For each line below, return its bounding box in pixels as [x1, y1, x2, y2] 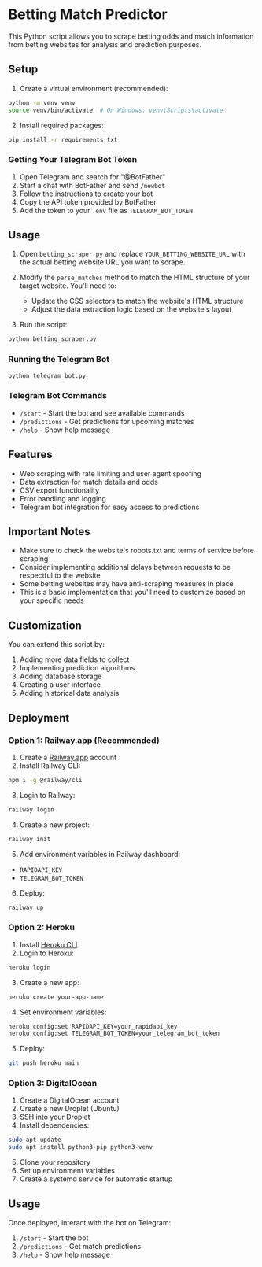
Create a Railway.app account [19, 752, 116, 762]
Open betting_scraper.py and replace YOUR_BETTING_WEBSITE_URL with [19, 249, 245, 259]
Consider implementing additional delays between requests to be [19, 563, 231, 572]
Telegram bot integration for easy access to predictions [19, 502, 200, 512]
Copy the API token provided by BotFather [19, 197, 157, 206]
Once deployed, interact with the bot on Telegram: [8, 1217, 172, 1227]
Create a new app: [19, 977, 80, 987]
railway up [8, 903, 44, 911]
